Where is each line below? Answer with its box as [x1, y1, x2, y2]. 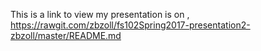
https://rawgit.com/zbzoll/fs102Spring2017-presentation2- [10, 19, 251, 31]
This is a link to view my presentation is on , [10, 9, 190, 20]
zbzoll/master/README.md [10, 30, 122, 41]
